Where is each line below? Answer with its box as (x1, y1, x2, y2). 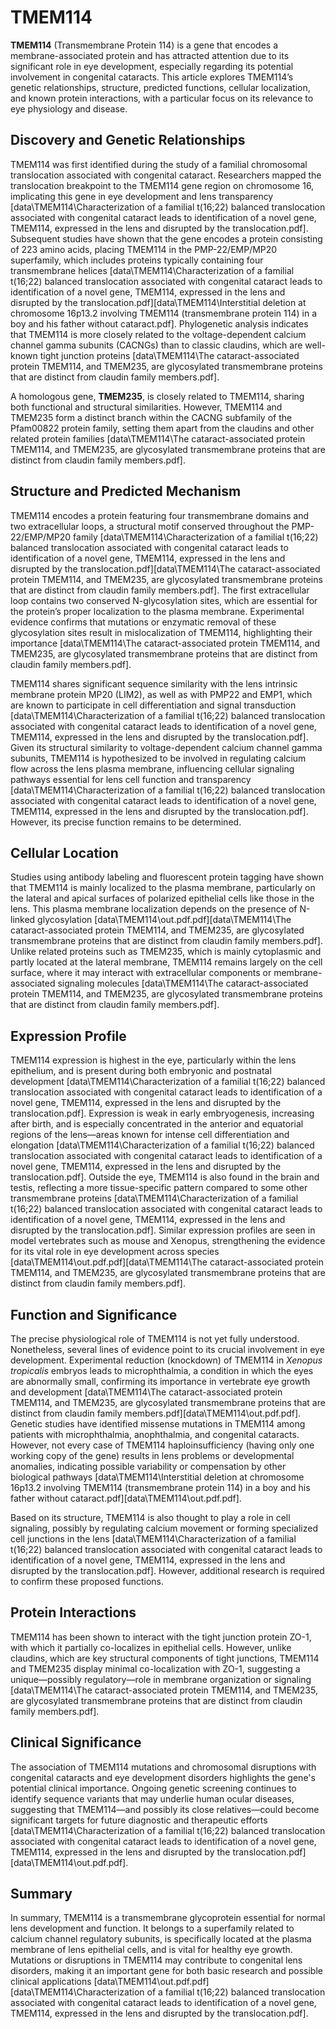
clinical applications (10, 1976, 92, 1988)
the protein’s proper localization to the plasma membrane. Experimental (10, 605, 305, 617)
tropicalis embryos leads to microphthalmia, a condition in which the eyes (10, 1365, 314, 1376)
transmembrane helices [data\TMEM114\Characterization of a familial (10, 264, 295, 276)
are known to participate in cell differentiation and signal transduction (10, 699, 297, 711)
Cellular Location (10, 844, 119, 861)
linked (10, 914, 36, 926)
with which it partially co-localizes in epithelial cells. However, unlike (10, 1641, 292, 1653)
